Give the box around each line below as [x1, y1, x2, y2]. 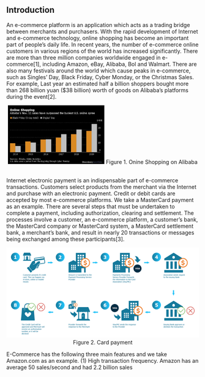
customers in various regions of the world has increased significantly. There [6, 47, 198, 55]
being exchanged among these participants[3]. [6, 235, 125, 243]
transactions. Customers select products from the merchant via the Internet [6, 183, 197, 190]
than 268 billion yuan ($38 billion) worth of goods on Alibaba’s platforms [6, 86, 188, 94]
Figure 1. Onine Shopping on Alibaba [106, 158, 198, 165]
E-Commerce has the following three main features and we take [6, 350, 167, 358]
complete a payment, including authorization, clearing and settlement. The [6, 209, 194, 217]
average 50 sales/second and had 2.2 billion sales [6, 363, 133, 371]
